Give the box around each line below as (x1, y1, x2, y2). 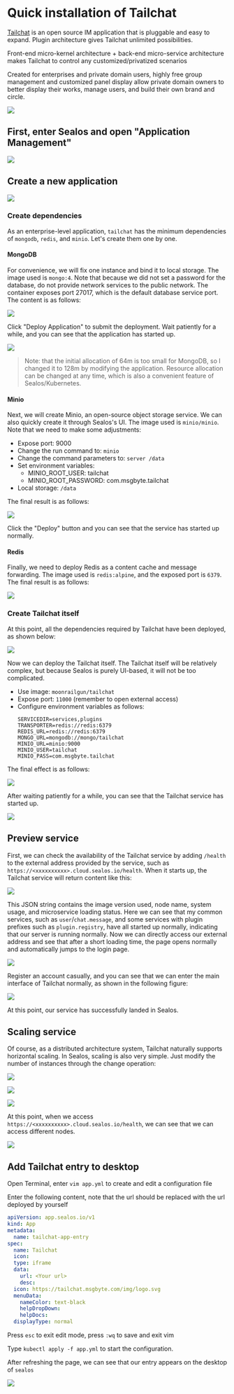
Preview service (7, 833, 79, 845)
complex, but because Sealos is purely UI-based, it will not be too (7, 666, 197, 674)
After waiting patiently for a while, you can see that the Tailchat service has (7, 791, 224, 800)
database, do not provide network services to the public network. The (7, 281, 208, 289)
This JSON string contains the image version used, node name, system (7, 900, 212, 908)
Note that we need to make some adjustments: (7, 425, 142, 434)
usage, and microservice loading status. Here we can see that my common (7, 908, 223, 916)
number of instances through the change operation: (7, 1060, 156, 1068)
